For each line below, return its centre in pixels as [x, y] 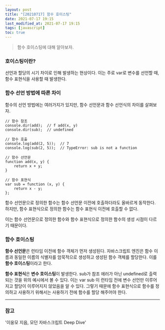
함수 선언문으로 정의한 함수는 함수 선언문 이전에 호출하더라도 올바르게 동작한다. [81, 202]
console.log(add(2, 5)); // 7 [37, 143]
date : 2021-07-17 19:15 [29, 19]
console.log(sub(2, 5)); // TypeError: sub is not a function [71, 148]
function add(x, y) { [27, 162]
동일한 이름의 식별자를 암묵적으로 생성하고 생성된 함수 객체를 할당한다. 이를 [85, 257]
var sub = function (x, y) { [35, 184]
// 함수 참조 [16, 121]
